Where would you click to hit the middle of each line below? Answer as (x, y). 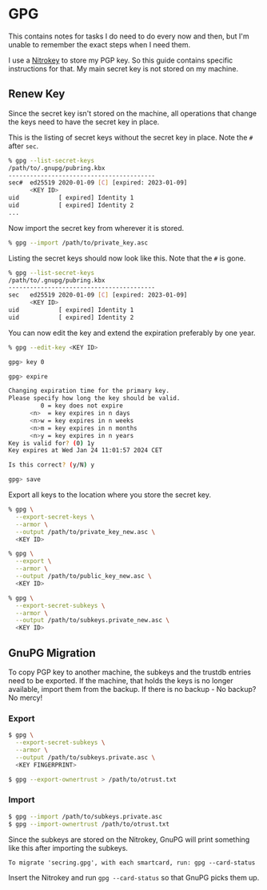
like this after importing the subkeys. (68, 848)
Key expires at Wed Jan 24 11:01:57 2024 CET (85, 451)
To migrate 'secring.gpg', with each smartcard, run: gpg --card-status (132, 863)
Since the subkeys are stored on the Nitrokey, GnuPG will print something (129, 839)
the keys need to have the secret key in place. (84, 122)
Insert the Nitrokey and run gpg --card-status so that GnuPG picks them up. (134, 877)
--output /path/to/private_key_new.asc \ (86, 532)
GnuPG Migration (52, 653)
